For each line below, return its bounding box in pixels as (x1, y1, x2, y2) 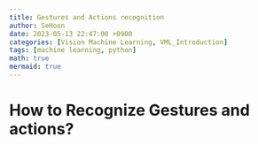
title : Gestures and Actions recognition (9, 12, 165, 22)
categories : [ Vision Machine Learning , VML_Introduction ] (9, 37, 228, 47)
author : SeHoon (9, 21, 66, 30)
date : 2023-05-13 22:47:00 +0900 (9, 29, 133, 38)
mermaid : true (9, 63, 62, 72)
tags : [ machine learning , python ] (9, 46, 137, 55)
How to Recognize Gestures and (9, 101, 250, 120)
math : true (9, 54, 50, 63)
